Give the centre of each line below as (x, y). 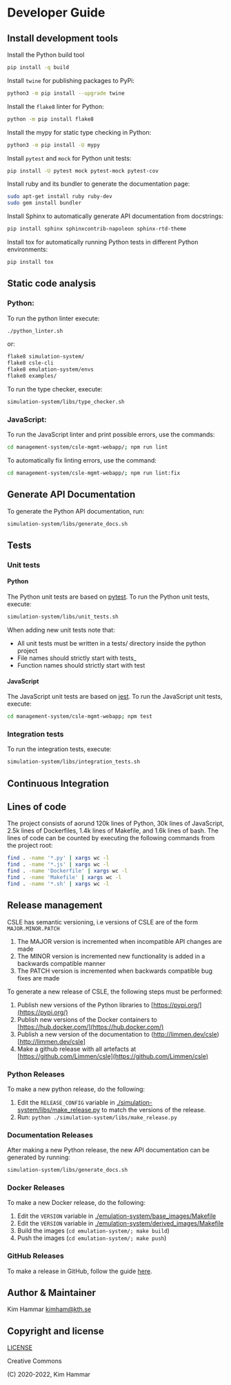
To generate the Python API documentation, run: (76, 511)
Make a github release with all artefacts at (77, 1049)
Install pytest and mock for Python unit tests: (69, 158)
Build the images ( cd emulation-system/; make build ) (93, 1231)
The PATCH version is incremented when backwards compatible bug (114, 971)
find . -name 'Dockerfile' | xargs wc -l (68, 871)
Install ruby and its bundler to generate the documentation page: (99, 184)
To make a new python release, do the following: (76, 1089)
